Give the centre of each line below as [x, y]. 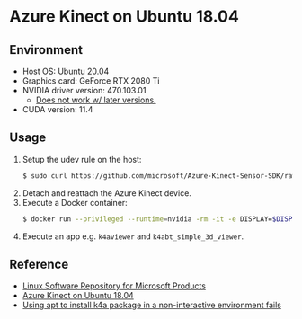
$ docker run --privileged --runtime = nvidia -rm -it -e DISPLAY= [147, 219]
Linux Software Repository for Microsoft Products [114, 286]
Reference [39, 264]
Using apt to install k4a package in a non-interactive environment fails [151, 305]
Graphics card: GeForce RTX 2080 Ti [91, 81]
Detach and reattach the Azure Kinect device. [107, 193]
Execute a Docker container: [75, 202]
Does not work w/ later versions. [96, 100]
